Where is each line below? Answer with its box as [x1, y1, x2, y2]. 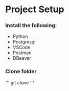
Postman [12, 50, 32, 56]
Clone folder [5, 68, 37, 75]
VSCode [12, 44, 31, 51]
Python [12, 33, 28, 39]
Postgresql [12, 39, 36, 45]
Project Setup [5, 4, 65, 15]
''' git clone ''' [5, 79, 34, 85]
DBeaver [12, 55, 32, 61]
